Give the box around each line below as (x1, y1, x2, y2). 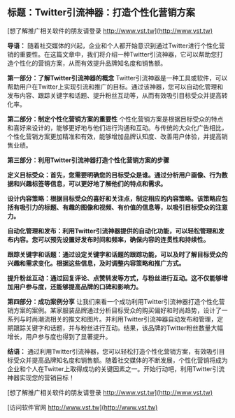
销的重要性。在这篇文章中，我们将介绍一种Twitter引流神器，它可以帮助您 (7, 50, 218, 58)
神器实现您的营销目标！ (7, 373, 75, 382)
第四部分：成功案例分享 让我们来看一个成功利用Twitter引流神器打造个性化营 (7, 297, 225, 305)
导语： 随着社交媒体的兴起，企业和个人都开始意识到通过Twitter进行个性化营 (7, 41, 225, 50)
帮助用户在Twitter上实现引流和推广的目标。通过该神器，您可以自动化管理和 (7, 82, 224, 91)
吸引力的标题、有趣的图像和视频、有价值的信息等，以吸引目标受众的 (19, 203, 215, 211)
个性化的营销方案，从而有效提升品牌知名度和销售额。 (13, 59, 166, 67)
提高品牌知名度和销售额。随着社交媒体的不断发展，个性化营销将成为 (31, 356, 228, 364)
